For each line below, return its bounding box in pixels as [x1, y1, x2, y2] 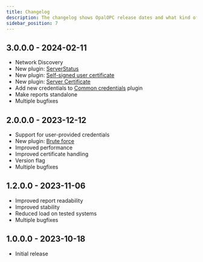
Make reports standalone [14, 91, 78, 98]
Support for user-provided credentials [14, 131, 110, 138]
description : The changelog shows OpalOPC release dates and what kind [6, 15, 190, 21]
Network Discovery [14, 59, 63, 66]
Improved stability [14, 203, 60, 210]
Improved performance [14, 144, 73, 151]
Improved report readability [14, 196, 83, 204]
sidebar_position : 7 [6, 20, 59, 26]
